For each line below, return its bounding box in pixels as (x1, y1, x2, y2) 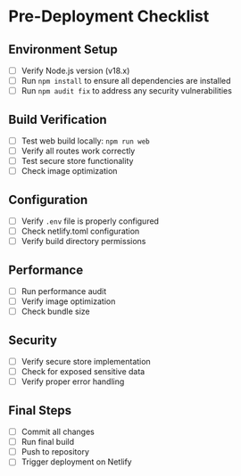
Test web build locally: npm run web (21, 135, 151, 146)
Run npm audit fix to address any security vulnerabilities (21, 86, 233, 96)
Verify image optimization (21, 296, 116, 307)
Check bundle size (21, 306, 90, 317)
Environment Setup (8, 42, 118, 57)
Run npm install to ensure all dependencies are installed (21, 76, 231, 86)
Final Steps (8, 403, 72, 418)
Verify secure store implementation (21, 357, 151, 367)
